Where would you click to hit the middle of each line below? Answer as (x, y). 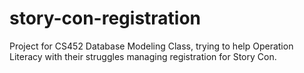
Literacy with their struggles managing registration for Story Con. (143, 56)
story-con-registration (105, 18)
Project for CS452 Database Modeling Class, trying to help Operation (151, 46)
